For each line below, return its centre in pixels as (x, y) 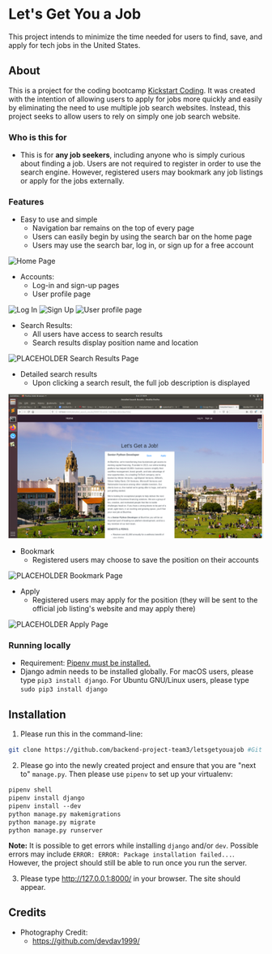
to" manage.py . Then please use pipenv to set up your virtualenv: (126, 774)
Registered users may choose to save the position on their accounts (145, 559)
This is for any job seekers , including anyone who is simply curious (132, 155)
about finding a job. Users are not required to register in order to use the (140, 164)
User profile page (62, 294)
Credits (28, 913)
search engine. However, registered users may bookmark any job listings (141, 172)
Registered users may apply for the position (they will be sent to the (145, 600)
